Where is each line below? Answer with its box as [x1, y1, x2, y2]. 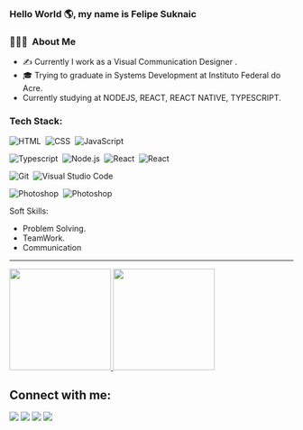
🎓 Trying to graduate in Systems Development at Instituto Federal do [22, 70, 281, 81]
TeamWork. [22, 233, 66, 243]
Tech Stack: [9, 115, 63, 128]
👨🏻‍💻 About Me [9, 35, 77, 48]
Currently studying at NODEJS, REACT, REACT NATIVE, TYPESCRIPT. [22, 93, 281, 104]
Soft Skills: [9, 206, 49, 216]
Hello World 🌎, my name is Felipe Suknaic [9, 7, 197, 20]
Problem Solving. [22, 223, 87, 233]
